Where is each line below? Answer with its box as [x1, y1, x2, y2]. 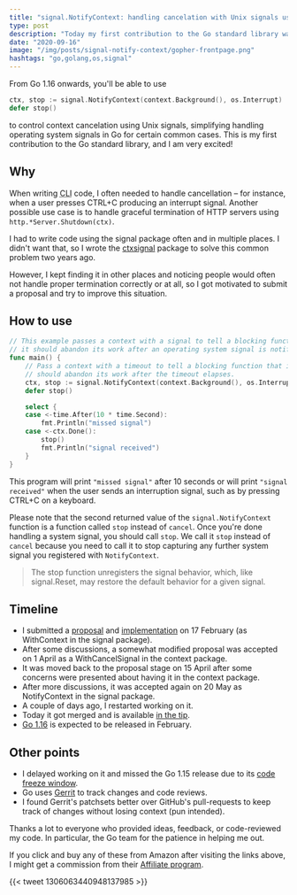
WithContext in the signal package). [21, 635, 153, 645]
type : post [9, 21, 49, 30]
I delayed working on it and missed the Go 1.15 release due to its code [21, 768, 276, 779]
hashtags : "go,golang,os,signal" [9, 54, 133, 63]
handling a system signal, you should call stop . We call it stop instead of [9, 530, 271, 541]
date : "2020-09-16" [9, 37, 81, 47]
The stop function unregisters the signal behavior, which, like [30, 567, 254, 577]
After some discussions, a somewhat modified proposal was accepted [21, 644, 278, 655]
